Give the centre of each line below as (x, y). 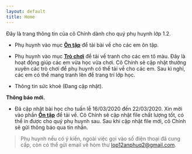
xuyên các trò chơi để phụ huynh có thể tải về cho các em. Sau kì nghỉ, (100, 68)
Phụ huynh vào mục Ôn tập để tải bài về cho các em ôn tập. (87, 45)
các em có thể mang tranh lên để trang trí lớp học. (75, 75)
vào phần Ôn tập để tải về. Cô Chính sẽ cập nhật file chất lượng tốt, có (99, 115)
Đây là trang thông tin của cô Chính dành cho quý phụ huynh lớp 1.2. (88, 33)
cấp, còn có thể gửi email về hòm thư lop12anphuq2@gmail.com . (98, 145)
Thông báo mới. (26, 97)
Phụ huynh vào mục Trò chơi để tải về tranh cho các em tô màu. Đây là (100, 56)
